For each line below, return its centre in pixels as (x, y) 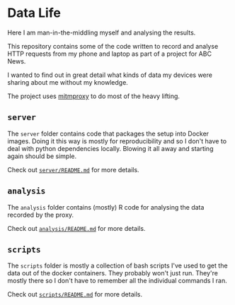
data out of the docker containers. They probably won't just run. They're (113, 273)
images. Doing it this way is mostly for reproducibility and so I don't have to (117, 141)
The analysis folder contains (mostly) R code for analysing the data (106, 207)
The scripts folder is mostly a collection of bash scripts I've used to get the (117, 265)
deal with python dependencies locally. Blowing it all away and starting (110, 148)
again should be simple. (42, 156)
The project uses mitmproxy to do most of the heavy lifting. (94, 96)
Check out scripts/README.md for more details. (75, 294)
